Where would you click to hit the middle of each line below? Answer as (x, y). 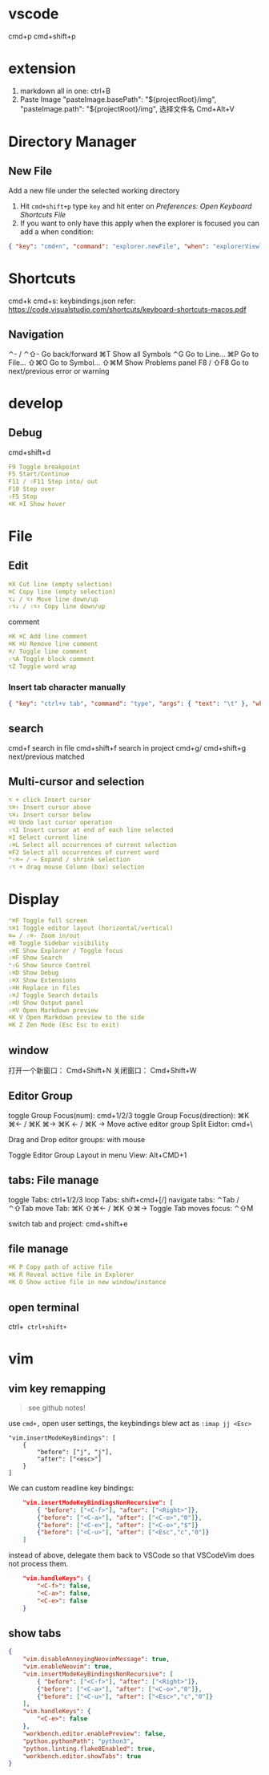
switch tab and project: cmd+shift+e (68, 1223)
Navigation (36, 335)
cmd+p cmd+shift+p (42, 36)
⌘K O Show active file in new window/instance (87, 1283)
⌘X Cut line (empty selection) (60, 584)
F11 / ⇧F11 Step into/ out (53, 482)
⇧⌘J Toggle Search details (53, 995)
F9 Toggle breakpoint (44, 467)
